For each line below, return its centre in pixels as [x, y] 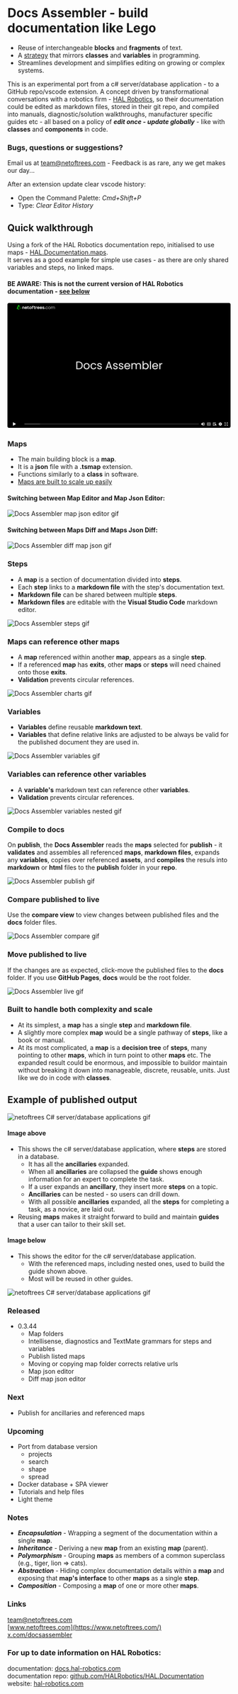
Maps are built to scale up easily [65, 482]
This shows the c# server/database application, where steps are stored [122, 1148]
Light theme [35, 1499]
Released [24, 1311]
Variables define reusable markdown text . [80, 727]
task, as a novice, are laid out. [72, 1209]
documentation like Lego [82, 28]
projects [40, 1454]
